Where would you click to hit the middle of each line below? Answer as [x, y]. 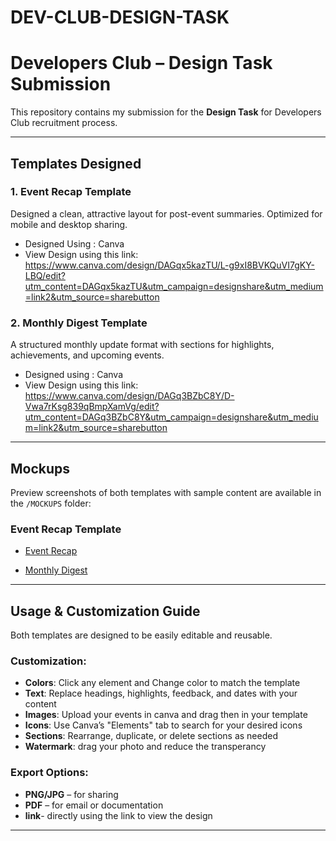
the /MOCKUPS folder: [51, 503]
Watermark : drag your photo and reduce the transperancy [145, 747]
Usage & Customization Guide [105, 611]
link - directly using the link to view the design [118, 815]
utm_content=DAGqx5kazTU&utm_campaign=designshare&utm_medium [174, 286]
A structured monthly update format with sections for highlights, [142, 345]
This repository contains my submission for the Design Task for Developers [166, 112]
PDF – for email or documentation [94, 805]
